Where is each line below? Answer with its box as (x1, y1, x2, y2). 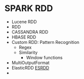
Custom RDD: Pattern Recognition (11, 39, 80, 45)
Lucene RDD (11, 19, 37, 25)
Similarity (18, 49, 38, 55)
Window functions (26, 54, 63, 60)
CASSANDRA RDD (11, 29, 49, 35)
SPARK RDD (4, 3, 53, 14)
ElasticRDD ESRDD (11, 65, 50, 70)
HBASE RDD (11, 34, 36, 40)
